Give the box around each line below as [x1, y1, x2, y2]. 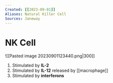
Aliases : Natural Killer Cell [5, 12, 67, 17]
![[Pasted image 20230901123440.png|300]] [5, 53, 95, 59]
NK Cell [5, 37, 36, 48]
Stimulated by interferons [12, 73, 64, 79]
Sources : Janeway [5, 16, 40, 21]
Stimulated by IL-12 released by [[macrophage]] [12, 67, 109, 73]
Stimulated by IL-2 [12, 63, 49, 68]
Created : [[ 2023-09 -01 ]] [5, 7, 56, 12]
